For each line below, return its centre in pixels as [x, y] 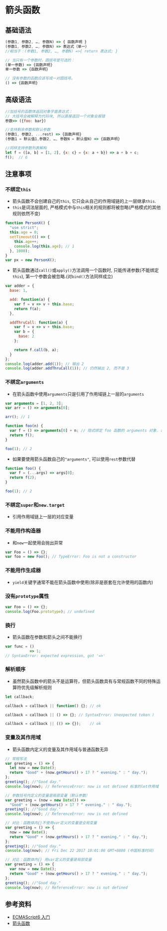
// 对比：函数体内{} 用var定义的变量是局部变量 [48, 860]
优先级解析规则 [37, 687]
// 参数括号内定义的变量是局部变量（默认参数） [47, 795]
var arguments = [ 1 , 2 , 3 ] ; [34, 403]
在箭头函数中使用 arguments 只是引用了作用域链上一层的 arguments [78, 394]
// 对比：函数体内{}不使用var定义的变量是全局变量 [51, 823]
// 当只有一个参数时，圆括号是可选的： [40, 60]
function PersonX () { [28, 223]
